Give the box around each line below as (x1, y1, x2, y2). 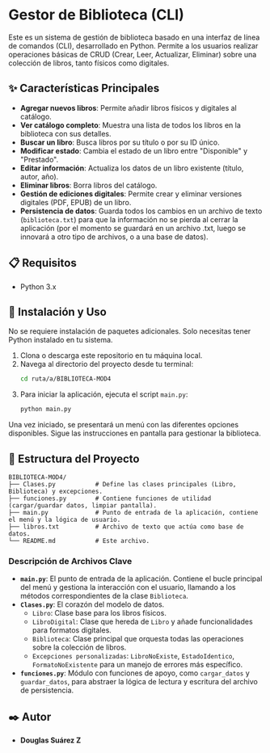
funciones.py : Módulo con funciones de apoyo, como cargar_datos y (19, 668, 251, 678)
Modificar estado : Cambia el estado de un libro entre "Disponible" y (19, 145, 248, 155)
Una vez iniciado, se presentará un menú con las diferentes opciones (8, 420, 239, 430)
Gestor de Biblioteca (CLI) (8, 6, 184, 24)
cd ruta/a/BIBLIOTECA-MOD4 (19, 375, 112, 383)
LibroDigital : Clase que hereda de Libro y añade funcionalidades (32, 616, 253, 627)
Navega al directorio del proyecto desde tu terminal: (19, 360, 194, 369)
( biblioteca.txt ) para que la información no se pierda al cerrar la (19, 214, 238, 224)
